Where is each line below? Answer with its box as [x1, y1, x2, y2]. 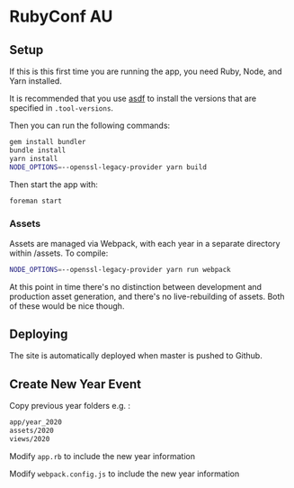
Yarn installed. [9, 76, 63, 86]
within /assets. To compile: [9, 248, 109, 258]
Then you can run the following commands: [9, 120, 171, 131]
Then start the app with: [9, 178, 99, 190]
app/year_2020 [9, 418, 63, 427]
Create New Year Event [9, 376, 142, 392]
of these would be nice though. [9, 300, 125, 312]
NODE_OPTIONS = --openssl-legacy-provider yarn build [9, 162, 207, 172]
